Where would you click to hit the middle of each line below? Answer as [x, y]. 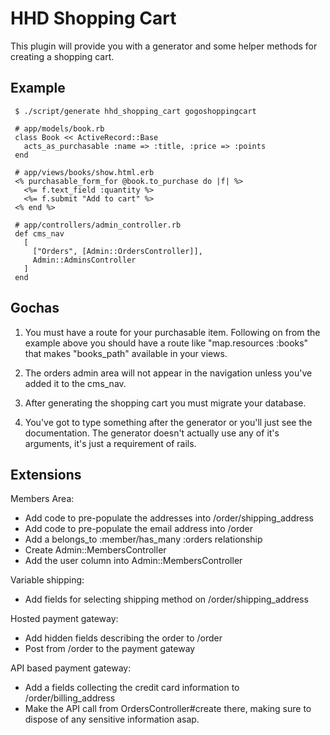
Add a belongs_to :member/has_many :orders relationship [143, 539]
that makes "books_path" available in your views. [126, 353]
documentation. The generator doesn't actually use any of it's [152, 433]
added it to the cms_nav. [75, 383]
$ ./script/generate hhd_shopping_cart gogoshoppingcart [135, 111]
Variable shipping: [47, 580]
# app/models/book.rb [59, 128]
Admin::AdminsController [84, 260]
